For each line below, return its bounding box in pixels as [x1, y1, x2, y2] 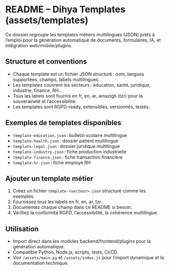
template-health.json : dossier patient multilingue [12, 138, 119, 144]
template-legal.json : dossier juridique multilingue [12, 143, 120, 149]
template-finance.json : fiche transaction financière [12, 154, 123, 160]
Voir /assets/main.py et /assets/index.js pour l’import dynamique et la [12, 255, 164, 261]
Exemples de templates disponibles [5, 119, 122, 127]
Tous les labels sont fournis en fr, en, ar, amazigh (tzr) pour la [12, 92, 143, 99]
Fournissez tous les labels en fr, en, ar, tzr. [12, 199, 103, 205]
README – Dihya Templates [5, 4, 126, 15]
